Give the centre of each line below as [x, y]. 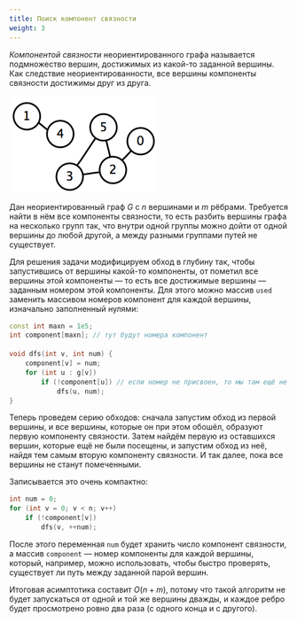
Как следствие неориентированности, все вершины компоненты [133, 73]
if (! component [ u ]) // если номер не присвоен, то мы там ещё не [164, 382]
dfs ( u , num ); [80, 391]
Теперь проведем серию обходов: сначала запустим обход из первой [143, 417]
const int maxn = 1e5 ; [51, 326]
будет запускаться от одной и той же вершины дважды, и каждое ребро [147, 599]
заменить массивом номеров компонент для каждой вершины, [130, 299]
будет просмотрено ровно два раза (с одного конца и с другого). [133, 608]
